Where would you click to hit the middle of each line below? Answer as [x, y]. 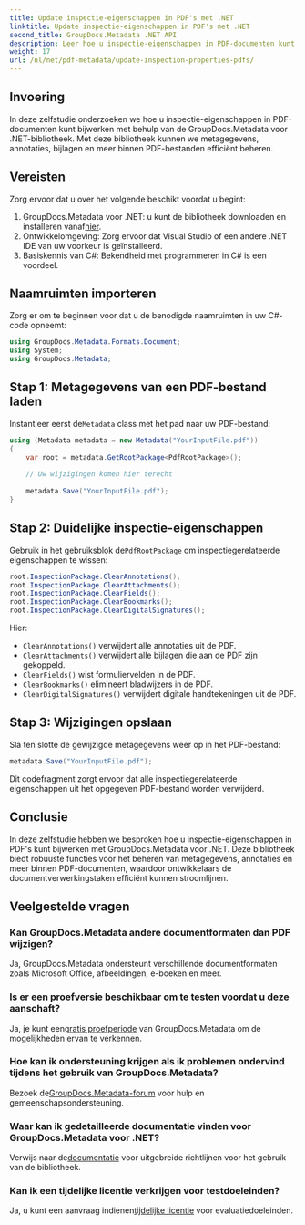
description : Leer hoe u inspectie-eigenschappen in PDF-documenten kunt [152, 43]
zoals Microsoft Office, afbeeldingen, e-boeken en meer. [116, 973]
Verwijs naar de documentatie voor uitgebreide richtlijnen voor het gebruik [148, 1158]
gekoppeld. [44, 665]
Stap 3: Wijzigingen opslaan [91, 723]
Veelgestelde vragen [70, 906]
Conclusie [39, 817]
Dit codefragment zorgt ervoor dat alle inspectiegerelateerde [123, 779]
